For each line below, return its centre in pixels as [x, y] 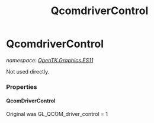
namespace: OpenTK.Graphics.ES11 [50, 60]
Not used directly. [28, 71]
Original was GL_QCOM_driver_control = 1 [57, 114]
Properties [22, 87]
